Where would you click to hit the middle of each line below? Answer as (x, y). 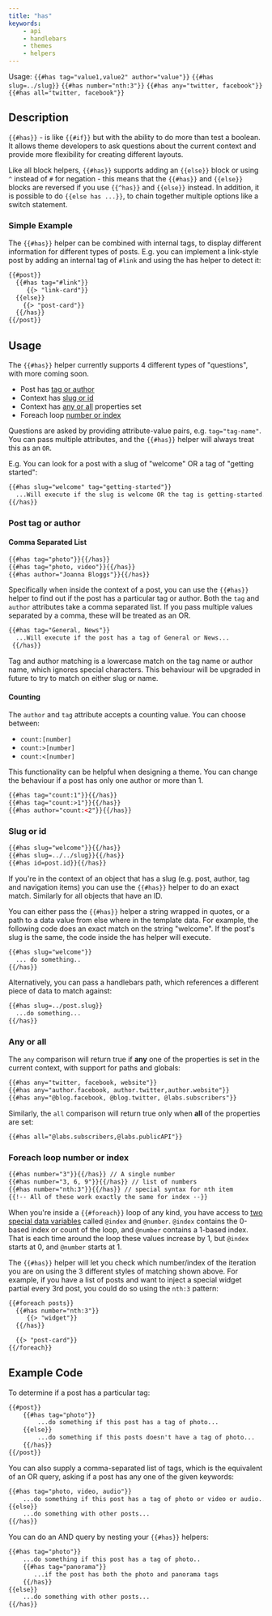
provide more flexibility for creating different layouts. (96, 154)
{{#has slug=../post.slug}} (56, 1006)
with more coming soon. (49, 374)
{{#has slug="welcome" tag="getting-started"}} (90, 487)
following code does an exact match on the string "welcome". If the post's (132, 929)
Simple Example (40, 225)
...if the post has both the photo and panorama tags (126, 1574)
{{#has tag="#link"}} (52, 283)
